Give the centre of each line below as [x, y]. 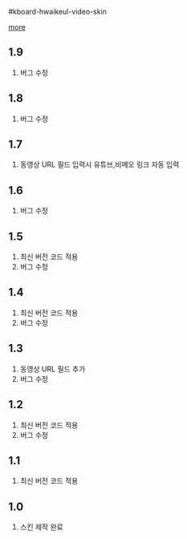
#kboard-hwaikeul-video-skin [57, 12]
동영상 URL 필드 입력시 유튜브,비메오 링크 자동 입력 [100, 164]
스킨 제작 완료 [41, 527]
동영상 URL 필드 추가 [53, 369]
